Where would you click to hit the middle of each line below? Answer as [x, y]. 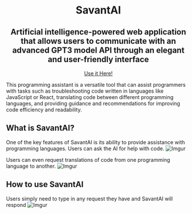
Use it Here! [98, 73]
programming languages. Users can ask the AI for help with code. [85, 148]
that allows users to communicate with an [98, 41]
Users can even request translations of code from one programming [88, 159]
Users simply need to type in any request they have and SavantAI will [90, 198]
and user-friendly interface [98, 59]
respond [16, 205]
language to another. [31, 166]
